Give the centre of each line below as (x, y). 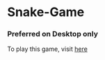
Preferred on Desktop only (53, 34)
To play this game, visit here (48, 49)
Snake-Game (46, 12)
